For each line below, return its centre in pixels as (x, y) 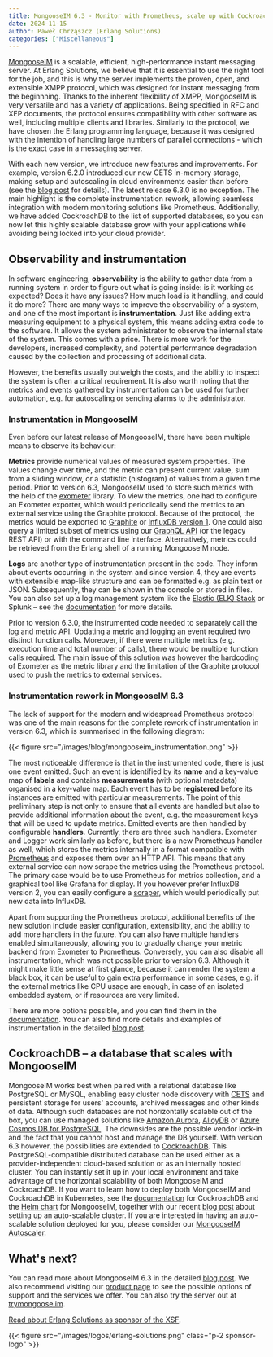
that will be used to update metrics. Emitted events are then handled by (128, 823)
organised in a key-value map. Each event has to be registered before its (131, 788)
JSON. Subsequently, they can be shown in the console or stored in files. (131, 590)
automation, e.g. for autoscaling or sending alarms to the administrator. (127, 398)
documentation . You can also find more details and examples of (115, 1019)
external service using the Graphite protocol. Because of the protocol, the (132, 513)
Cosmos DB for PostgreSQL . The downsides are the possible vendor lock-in (135, 1129)
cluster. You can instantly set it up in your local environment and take (123, 1172)
